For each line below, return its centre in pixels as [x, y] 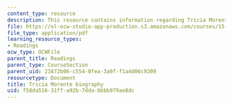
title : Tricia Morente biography [55, 84]
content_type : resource [42, 13]
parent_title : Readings [42, 59]
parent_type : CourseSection [48, 65]
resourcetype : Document [42, 78]
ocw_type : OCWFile [34, 52]
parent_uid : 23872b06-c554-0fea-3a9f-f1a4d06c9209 [82, 71]
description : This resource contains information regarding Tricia [107, 20]
